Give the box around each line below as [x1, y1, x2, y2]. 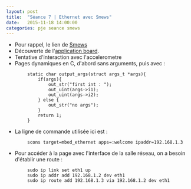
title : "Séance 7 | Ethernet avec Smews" [6, 14, 112, 20]
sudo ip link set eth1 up [27, 167, 91, 174]
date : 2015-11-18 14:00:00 [6, 19, 78, 25]
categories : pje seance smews [6, 25, 81, 31]
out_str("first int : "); [48, 82, 112, 88]
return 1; [37, 112, 62, 118]
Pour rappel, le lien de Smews [14, 41, 87, 48]
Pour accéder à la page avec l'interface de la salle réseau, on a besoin [14, 150, 186, 157]
